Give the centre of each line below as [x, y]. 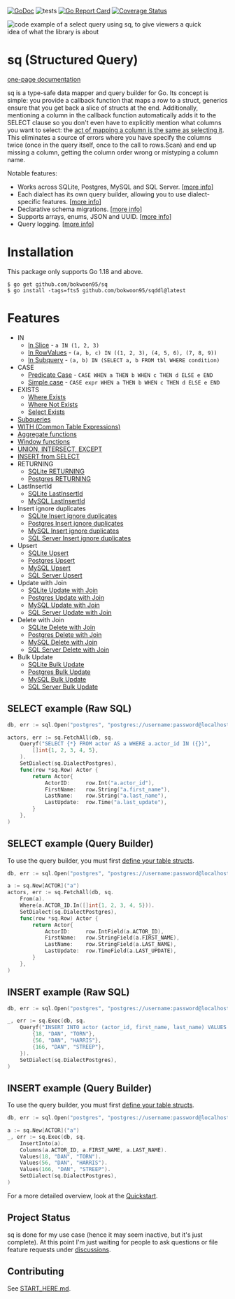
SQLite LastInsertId [55, 494]
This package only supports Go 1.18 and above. [75, 271]
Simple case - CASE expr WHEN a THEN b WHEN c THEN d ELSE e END [124, 382]
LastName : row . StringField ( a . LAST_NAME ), [111, 945]
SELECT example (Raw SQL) [70, 709]
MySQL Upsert [49, 568]
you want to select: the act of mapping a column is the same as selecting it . [116, 130]
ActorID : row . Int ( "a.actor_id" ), [100, 783]
